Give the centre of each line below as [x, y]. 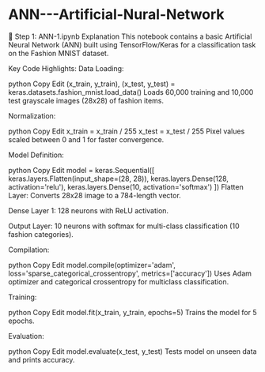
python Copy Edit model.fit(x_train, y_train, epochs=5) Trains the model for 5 [132, 312]
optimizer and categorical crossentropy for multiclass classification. [119, 281]
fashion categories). [41, 234]
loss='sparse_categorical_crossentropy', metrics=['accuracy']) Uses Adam [130, 273]
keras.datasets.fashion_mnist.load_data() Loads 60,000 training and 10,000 [131, 92]
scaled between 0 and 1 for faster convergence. [86, 139]
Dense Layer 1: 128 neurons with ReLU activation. [88, 210]
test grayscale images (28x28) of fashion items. [86, 100]
